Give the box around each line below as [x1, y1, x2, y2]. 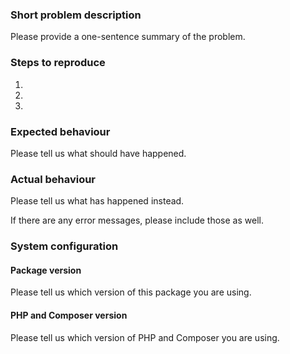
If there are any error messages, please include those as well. [10, 214, 264, 227]
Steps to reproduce [10, 56, 106, 70]
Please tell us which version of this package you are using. [10, 286, 252, 298]
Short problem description [10, 8, 142, 22]
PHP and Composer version [10, 309, 128, 321]
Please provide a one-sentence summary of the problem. [10, 31, 246, 43]
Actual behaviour [10, 172, 97, 186]
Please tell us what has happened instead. [10, 195, 185, 207]
